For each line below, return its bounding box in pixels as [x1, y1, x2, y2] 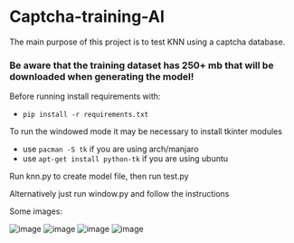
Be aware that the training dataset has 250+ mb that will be [9, 59, 274, 72]
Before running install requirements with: [9, 91, 161, 102]
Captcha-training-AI [9, 6, 166, 27]
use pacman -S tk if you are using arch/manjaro [22, 143, 199, 155]
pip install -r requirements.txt [22, 111, 149, 120]
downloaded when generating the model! [9, 70, 194, 83]
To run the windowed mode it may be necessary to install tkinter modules [9, 126, 283, 137]
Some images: [9, 206, 63, 217]
